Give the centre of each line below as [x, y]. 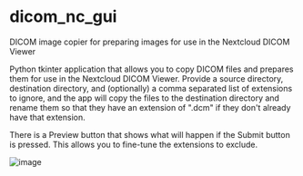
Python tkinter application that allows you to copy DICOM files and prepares [151, 69]
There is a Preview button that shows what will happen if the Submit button [150, 134]
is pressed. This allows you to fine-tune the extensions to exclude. [133, 144]
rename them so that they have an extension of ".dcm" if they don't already [150, 107]
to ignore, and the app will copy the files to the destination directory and [145, 98]
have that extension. [47, 117]
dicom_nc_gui [63, 17]
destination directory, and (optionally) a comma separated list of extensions [151, 88]
